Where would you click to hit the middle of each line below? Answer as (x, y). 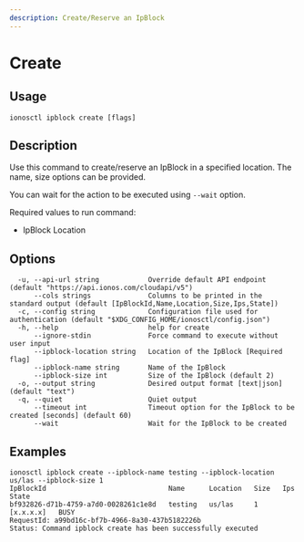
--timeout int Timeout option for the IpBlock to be (164, 408)
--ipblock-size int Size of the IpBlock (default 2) (154, 376)
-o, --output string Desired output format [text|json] (150, 384)
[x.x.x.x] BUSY (42, 513)
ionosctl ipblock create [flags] (73, 118)
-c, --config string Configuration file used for (138, 312)
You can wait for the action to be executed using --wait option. (127, 195)
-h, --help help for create (113, 328)
